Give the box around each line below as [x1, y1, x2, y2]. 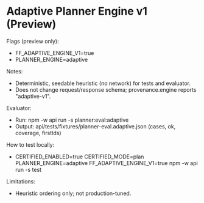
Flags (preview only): [6, 37, 59, 45]
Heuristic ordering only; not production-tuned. [15, 190, 132, 197]
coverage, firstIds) [15, 129, 62, 136]
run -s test [15, 166, 41, 173]
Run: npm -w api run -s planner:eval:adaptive [15, 116, 129, 124]
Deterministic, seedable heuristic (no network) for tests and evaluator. [15, 79, 191, 87]
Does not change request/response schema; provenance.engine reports [15, 86, 197, 93]
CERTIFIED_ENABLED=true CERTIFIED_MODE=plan [15, 153, 144, 160]
